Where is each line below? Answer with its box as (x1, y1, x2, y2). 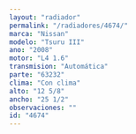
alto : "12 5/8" (9, 86, 65, 95)
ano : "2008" (9, 46, 53, 55)
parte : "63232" (9, 71, 65, 79)
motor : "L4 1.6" (9, 54, 69, 63)
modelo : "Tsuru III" (9, 37, 86, 47)
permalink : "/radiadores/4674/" (9, 21, 128, 30)
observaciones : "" (9, 103, 77, 112)
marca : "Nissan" (9, 29, 69, 38)
